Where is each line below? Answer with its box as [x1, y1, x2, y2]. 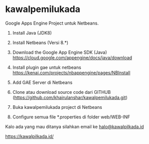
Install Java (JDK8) [12, 30, 52, 36]
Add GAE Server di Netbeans [12, 79, 73, 85]
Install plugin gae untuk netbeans [12, 64, 81, 70]
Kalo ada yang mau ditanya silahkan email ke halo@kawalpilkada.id [5, 123, 144, 129]
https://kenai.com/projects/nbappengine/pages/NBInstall [12, 69, 130, 76]
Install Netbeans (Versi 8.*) [12, 39, 69, 46]
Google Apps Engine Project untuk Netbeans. [5, 20, 99, 26]
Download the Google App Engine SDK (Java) [12, 49, 107, 55]
